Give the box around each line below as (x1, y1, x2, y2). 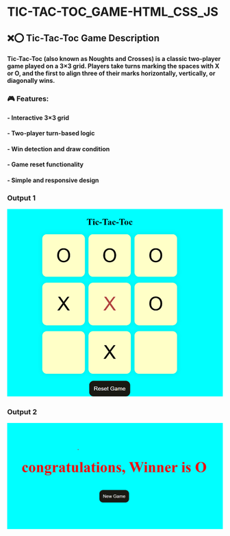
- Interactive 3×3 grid (7, 114, 70, 122)
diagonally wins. (7, 77, 55, 85)
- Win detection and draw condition (7, 144, 110, 153)
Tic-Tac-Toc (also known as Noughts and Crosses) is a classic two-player (7, 55, 221, 63)
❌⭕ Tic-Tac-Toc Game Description (7, 32, 159, 44)
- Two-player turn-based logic (7, 129, 95, 138)
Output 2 (7, 407, 38, 417)
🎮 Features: (7, 94, 49, 103)
